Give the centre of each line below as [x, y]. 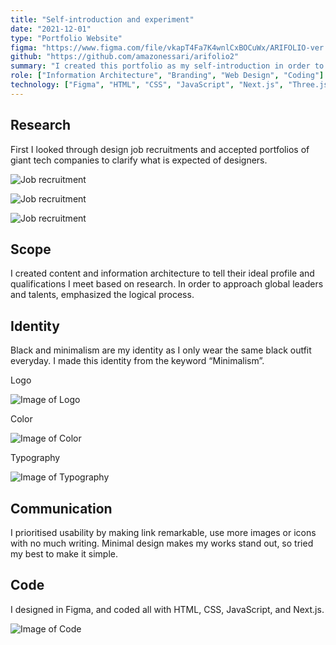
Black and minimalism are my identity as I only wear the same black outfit [161, 350]
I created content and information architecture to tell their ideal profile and [162, 273]
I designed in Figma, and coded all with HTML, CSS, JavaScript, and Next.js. [167, 609]
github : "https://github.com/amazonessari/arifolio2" [125, 57]
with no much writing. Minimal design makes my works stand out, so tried [162, 543]
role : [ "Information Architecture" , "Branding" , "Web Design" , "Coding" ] [167, 76]
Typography [35, 458]
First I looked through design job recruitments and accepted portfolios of [160, 149]
